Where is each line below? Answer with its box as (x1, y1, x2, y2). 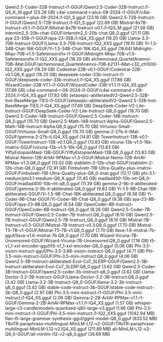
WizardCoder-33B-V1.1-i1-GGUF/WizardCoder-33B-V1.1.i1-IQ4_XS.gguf (5, 82, 147, 87)
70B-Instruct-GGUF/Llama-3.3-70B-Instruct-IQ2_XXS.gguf (5, 41, 123, 46)
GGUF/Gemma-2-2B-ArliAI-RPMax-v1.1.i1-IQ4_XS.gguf (5, 300, 114, 306)
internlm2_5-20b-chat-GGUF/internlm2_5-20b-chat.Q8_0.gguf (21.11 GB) (5, 30, 150, 36)
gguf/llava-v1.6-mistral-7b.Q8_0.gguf (5, 233, 79, 238)
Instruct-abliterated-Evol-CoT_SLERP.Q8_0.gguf (5, 264, 101, 269)
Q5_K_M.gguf (5, 9, 33, 15)
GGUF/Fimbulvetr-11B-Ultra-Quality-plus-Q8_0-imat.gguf (5, 171, 119, 176)
